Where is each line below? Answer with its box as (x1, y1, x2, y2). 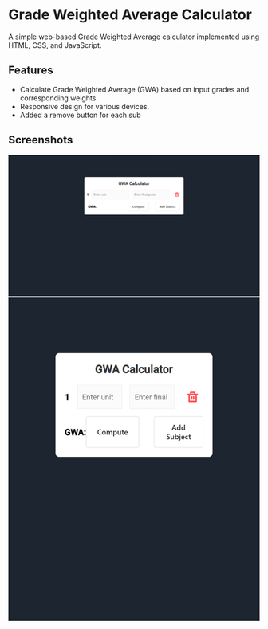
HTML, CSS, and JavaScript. (8, 40, 102, 49)
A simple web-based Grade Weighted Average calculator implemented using (8, 32, 260, 41)
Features (8, 64, 53, 77)
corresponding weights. (19, 93, 98, 103)
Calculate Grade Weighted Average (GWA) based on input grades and (19, 85, 250, 94)
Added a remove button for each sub (19, 110, 141, 120)
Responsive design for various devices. (19, 101, 150, 111)
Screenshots (8, 133, 73, 147)
